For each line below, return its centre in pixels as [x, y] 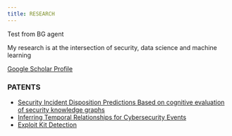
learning [19, 55]
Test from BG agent [36, 34]
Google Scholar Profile [40, 68]
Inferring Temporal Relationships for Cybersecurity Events [102, 117]
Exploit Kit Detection [47, 125]
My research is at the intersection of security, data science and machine [112, 47]
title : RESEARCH [31, 14]
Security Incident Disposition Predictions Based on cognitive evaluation [121, 102]
